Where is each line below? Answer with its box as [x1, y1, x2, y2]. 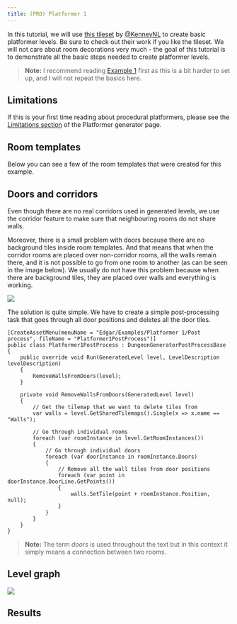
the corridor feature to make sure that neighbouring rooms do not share [7, 214, 216, 223]
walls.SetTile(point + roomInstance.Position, [70, 491, 211, 498]
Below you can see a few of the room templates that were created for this [7, 160, 221, 169]
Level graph [7, 568, 61, 580]
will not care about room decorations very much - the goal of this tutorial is [7, 45, 226, 53]
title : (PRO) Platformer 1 [7, 10, 87, 18]
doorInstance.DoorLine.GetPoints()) [7, 478, 115, 486]
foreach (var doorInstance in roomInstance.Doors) [45, 453, 198, 461]
